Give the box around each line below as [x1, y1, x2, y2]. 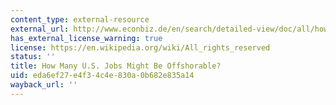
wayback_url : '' [10, 80, 78, 90]
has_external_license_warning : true [10, 33, 163, 43]
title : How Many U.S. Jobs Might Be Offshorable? [10, 61, 222, 71]
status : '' [10, 52, 56, 62]
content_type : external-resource [10, 14, 150, 25]
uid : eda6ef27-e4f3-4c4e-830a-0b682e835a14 [10, 71, 195, 81]
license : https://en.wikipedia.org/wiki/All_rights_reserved [10, 42, 271, 53]
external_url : [10, 24, 70, 34]
